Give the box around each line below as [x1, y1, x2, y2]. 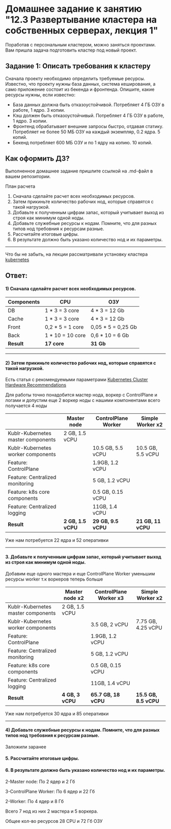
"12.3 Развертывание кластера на [5, 14, 157, 26]
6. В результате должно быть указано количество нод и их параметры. [5, 767, 165, 773]
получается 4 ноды [5, 403, 47, 409]
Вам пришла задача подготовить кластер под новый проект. [5, 47, 137, 53]
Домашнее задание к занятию [5, 3, 142, 15]
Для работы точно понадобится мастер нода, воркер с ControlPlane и [5, 392, 158, 398]
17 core [45, 340, 65, 347]
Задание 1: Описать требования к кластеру [5, 62, 151, 70]
